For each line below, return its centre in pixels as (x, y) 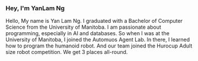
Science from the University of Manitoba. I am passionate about (83, 27)
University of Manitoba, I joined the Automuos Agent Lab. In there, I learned (98, 40)
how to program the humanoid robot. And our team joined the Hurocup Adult (99, 46)
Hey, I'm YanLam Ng (35, 8)
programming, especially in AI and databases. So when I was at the (87, 33)
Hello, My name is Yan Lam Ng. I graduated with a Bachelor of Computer (94, 21)
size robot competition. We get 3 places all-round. (67, 52)
